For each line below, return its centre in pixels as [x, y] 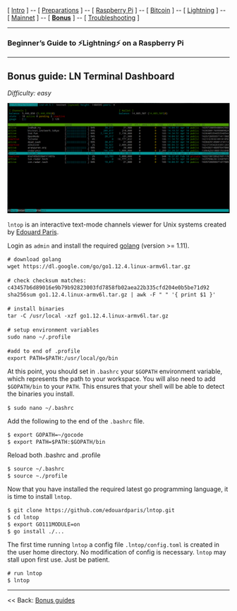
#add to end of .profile [44, 351]
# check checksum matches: [47, 280]
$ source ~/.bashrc [36, 468]
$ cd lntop [23, 517]
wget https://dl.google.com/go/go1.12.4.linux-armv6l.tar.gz [99, 266]
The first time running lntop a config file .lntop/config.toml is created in [114, 544]
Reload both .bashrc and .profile [54, 455]
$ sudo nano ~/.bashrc [41, 408]
